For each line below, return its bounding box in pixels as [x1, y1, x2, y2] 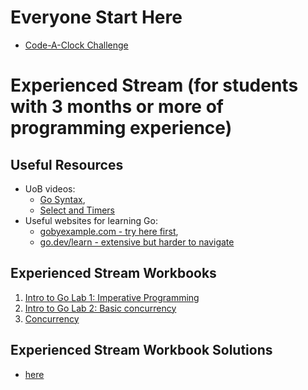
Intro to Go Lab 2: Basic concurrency [24, 302, 177, 314]
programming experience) [10, 117, 233, 140]
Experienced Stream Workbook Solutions [10, 342, 273, 359]
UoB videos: [24, 182, 76, 195]
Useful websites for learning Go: [24, 214, 158, 226]
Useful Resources [10, 156, 124, 173]
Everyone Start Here [10, 6, 183, 29]
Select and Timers [39, 204, 115, 216]
